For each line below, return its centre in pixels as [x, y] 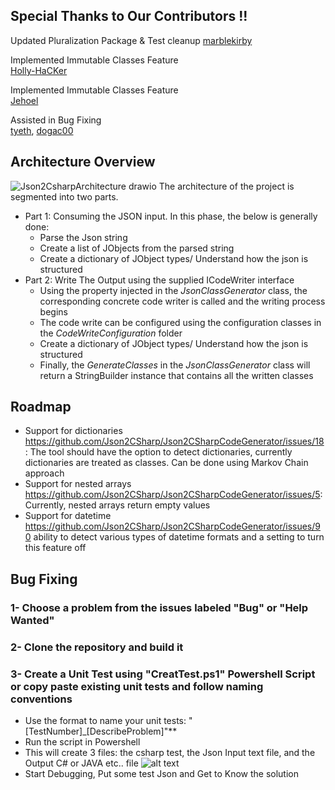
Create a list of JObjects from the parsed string [137, 248]
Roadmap [41, 407]
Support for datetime [68, 516]
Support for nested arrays [78, 484]
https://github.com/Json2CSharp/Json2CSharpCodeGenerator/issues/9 [172, 526]
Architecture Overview [83, 162]
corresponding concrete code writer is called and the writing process [182, 301]
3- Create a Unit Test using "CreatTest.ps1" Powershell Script [163, 674]
